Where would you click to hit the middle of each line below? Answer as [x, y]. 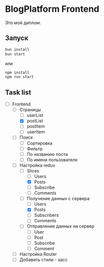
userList [35, 115]
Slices [33, 171]
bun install [17, 49]
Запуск [17, 38]
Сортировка [39, 143]
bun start [15, 54]
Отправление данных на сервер [61, 226]
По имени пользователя [52, 160]
